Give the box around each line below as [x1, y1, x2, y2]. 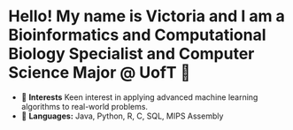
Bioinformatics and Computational [8, 25, 266, 45]
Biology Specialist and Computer [8, 44, 255, 64]
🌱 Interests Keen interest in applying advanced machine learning [20, 91, 258, 103]
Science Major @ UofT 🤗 [8, 63, 191, 83]
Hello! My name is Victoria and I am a [8, 6, 285, 27]
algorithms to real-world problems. [20, 101, 148, 111]
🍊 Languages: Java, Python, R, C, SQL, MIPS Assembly [20, 111, 224, 121]
